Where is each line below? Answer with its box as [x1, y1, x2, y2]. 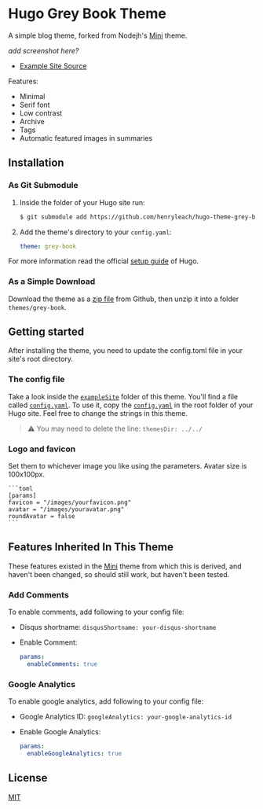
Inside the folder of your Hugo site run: [19, 197, 145, 207]
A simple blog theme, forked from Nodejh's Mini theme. [8, 31, 188, 40]
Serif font [19, 100, 50, 109]
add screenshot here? [8, 46, 79, 55]
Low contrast [19, 108, 63, 118]
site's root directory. [8, 355, 73, 364]
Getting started [8, 325, 85, 339]
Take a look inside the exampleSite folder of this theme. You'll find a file [8, 392, 239, 401]
